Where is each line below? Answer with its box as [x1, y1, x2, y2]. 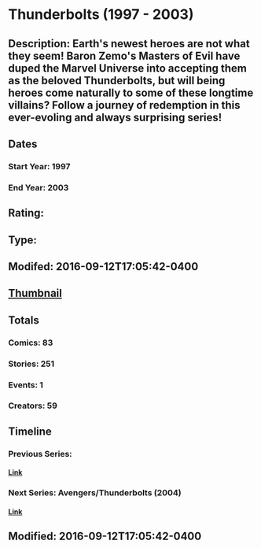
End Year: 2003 [8, 182, 69, 193]
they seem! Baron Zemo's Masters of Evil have [8, 49, 241, 62]
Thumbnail [8, 287, 63, 300]
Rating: [8, 206, 45, 220]
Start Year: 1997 [8, 161, 71, 172]
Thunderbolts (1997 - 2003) [8, 6, 194, 24]
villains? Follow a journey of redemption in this [8, 98, 241, 112]
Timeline [8, 424, 53, 438]
